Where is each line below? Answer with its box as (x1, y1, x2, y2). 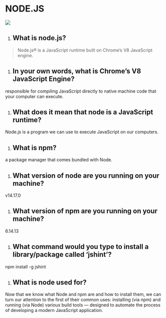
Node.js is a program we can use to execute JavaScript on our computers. (5, 129, 159, 135)
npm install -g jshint (5, 263, 46, 269)
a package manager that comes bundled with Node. (5, 157, 113, 163)
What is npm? (12, 143, 57, 152)
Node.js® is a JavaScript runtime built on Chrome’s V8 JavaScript (17, 47, 153, 53)
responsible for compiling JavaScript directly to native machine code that (5, 88, 156, 94)
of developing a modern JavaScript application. (5, 307, 103, 313)
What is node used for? (12, 278, 87, 287)
